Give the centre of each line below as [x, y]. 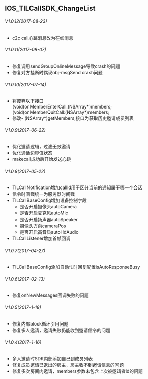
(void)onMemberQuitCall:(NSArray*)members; [61, 112]
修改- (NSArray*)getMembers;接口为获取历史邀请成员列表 [73, 118]
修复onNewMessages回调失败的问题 [50, 295]
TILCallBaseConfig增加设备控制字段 [49, 200]
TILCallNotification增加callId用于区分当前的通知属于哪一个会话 [77, 187]
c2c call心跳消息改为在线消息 [43, 38]
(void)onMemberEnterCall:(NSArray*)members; [62, 107]
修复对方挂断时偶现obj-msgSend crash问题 [57, 72]
